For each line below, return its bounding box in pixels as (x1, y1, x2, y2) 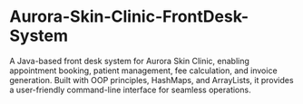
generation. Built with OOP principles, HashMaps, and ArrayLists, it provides (9, 74, 294, 85)
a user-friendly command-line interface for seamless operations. (9, 84, 251, 95)
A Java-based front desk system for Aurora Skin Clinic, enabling (9, 55, 249, 66)
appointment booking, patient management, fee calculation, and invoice (9, 65, 279, 76)
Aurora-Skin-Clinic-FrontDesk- (9, 6, 249, 27)
